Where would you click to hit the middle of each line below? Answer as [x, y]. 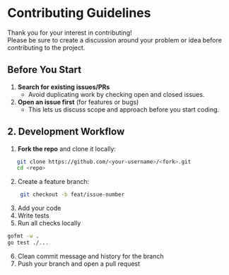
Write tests [33, 216]
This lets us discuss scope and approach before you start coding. [124, 109]
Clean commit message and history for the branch [90, 256]
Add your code [39, 208]
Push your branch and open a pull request [78, 264]
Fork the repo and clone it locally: [67, 148]
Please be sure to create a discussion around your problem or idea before [115, 40]
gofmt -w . [23, 236]
